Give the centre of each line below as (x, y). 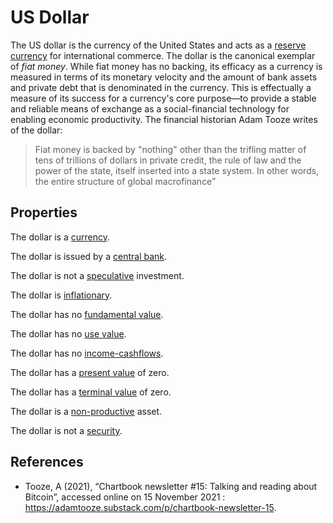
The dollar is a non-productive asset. (86, 411)
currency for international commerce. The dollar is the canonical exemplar (163, 55)
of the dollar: (36, 130)
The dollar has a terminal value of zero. (91, 392)
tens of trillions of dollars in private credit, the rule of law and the (168, 160)
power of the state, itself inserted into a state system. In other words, (177, 170)
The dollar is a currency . (60, 237)
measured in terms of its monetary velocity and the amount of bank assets (164, 77)
